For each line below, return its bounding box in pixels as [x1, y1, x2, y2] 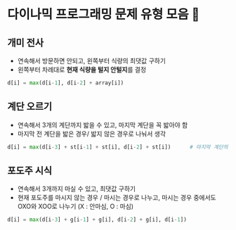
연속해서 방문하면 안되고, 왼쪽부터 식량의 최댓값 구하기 [17, 57, 166, 65]
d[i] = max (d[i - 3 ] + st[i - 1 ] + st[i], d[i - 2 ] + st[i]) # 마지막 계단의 [7, 143, 228, 151]
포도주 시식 [7, 165, 53, 177]
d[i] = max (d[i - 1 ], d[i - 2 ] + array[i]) [7, 79, 124, 87]
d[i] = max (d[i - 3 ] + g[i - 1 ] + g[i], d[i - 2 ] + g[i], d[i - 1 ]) [7, 216, 188, 224]
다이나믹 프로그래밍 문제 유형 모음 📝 [7, 6, 200, 23]
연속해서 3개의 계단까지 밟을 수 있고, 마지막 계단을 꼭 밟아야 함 [17, 120, 188, 129]
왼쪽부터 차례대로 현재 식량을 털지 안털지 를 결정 [17, 65, 147, 74]
